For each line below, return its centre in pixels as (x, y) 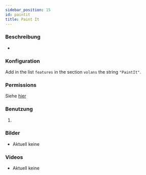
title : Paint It (22, 19)
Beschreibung (23, 37)
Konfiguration (23, 61)
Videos (14, 157)
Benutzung (19, 109)
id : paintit (18, 15)
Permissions (21, 85)
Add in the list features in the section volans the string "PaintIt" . (73, 72)
